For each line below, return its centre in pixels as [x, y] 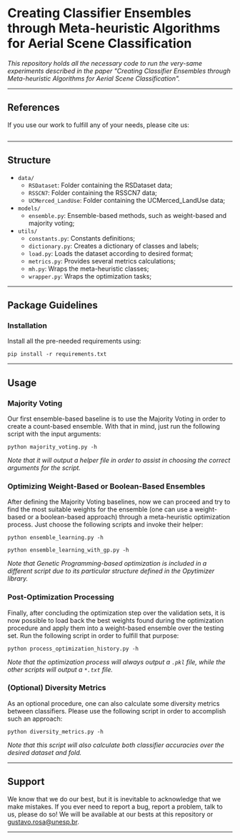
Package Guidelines [53, 305]
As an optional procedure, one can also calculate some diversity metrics [114, 703]
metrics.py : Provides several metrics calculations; [102, 261]
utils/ [27, 231]
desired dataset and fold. [45, 752]
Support [26, 782]
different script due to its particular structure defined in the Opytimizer [111, 571]
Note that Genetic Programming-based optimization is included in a [107, 564]
